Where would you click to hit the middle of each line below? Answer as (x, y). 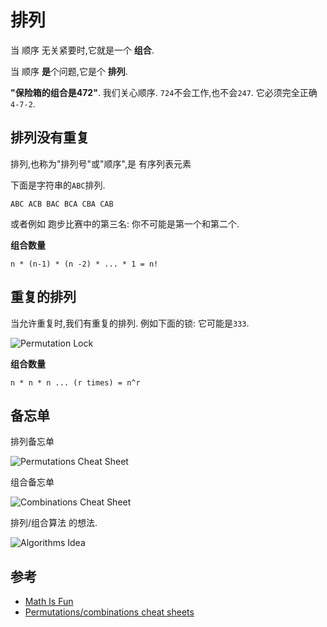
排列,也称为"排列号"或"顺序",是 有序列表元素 (101, 163)
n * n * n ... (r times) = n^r (75, 382)
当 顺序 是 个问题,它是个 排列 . (69, 71)
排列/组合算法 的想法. (54, 523)
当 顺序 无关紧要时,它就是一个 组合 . (82, 50)
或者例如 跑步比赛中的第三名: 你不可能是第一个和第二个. (125, 223)
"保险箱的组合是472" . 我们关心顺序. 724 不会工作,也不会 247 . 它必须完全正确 (164, 92)
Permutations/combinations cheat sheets (109, 612)
